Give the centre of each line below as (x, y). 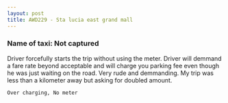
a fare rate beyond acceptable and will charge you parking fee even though (113, 65)
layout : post (26, 13)
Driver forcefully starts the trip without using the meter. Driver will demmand (114, 58)
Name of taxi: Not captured (53, 44)
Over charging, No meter (42, 93)
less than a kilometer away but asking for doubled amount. (90, 80)
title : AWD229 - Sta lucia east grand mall (70, 20)
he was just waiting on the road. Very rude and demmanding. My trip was (111, 73)
